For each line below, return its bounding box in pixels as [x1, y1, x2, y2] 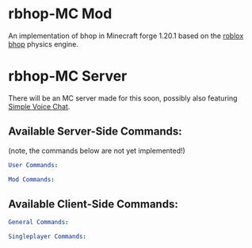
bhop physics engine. [8, 39, 79, 48]
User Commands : [8, 161, 59, 169]
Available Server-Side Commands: [8, 124, 182, 139]
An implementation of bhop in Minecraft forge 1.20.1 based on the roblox [8, 31, 244, 40]
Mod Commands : [8, 175, 55, 183]
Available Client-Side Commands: [8, 197, 178, 211]
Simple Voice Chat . [8, 101, 71, 111]
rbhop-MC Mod [8, 5, 113, 23]
